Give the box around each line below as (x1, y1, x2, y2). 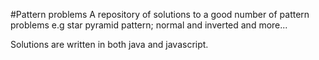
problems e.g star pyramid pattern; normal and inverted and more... (10, 19, 288, 31)
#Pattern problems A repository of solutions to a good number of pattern (10, 9, 310, 20)
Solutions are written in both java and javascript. (10, 39, 209, 50)
